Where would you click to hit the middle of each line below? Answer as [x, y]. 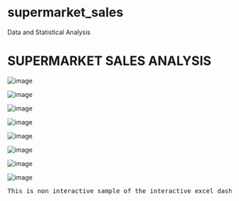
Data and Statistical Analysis [49, 32]
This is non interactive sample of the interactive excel [111, 191]
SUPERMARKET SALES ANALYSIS [110, 61]
